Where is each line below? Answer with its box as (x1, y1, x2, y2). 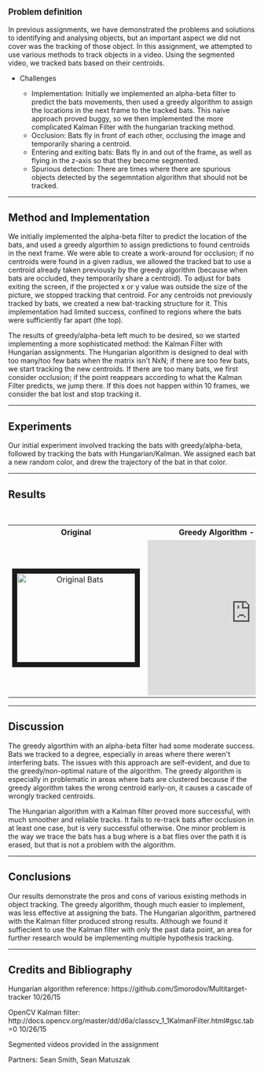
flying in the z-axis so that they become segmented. (31, 155, 200, 165)
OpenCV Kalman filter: (8, 1007, 81, 1018)
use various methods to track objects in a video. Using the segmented (8, 50, 235, 59)
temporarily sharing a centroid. (31, 139, 131, 148)
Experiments (8, 419, 72, 433)
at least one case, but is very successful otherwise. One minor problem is (8, 823, 246, 832)
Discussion (8, 720, 64, 734)
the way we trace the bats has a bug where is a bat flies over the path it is (8, 832, 247, 841)
